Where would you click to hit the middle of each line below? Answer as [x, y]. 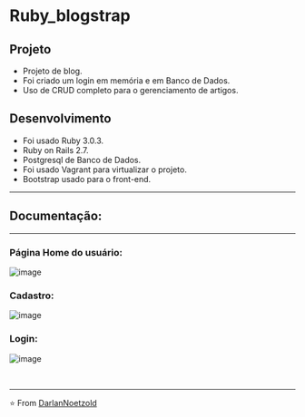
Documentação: [56, 216]
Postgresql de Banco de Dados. [82, 160]
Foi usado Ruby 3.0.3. [63, 141]
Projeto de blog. [53, 71]
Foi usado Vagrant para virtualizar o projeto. [105, 170]
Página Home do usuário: [66, 252]
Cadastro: [32, 296]
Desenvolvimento [60, 119]
